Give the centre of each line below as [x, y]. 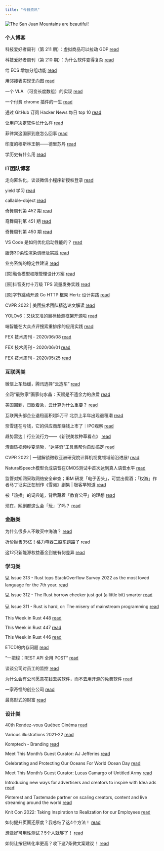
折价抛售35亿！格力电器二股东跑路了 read [48, 542]
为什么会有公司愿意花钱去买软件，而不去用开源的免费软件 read [69, 679]
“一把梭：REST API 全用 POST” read [42, 658]
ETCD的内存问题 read [27, 647]
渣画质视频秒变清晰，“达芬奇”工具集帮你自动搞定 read [60, 447]
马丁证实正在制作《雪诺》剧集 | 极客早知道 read [58, 484]
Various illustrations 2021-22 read [40, 735]
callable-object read [26, 200]
